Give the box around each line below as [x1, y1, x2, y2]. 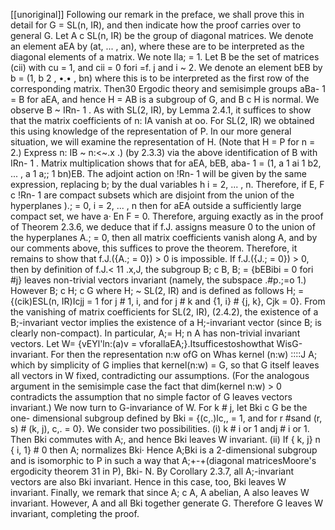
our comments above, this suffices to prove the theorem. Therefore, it [10, 242, 298, 254]
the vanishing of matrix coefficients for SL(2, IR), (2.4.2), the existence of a [10, 306, 319, 318]
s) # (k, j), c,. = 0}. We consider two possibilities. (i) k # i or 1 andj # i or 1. [10, 423, 310, 434]
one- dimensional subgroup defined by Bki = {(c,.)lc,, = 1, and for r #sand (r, [10, 412, 323, 424]
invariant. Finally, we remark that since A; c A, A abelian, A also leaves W [10, 487, 310, 498]
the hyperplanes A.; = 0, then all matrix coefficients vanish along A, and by [10, 232, 318, 243]
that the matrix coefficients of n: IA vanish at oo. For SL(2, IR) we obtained [10, 115, 315, 126]
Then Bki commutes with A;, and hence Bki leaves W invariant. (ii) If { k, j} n [10, 434, 321, 445]
